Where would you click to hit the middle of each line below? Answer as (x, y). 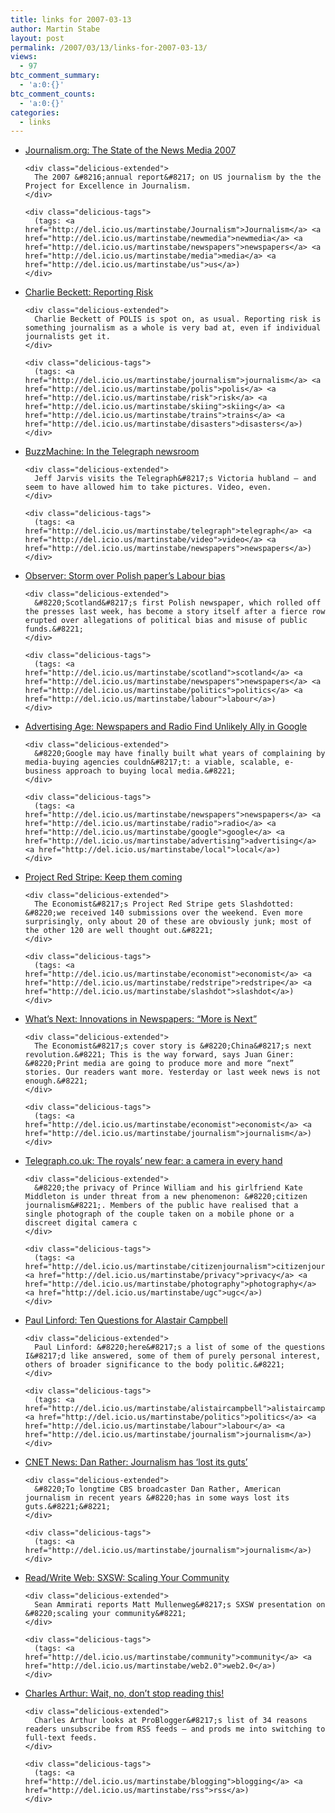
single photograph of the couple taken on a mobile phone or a (159, 1214)
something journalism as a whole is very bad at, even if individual (173, 328)
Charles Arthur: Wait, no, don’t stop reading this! (124, 1693)
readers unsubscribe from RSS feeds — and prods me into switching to (175, 1729)
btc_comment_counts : (53, 94)
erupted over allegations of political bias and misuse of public (166, 621)
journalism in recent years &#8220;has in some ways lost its (157, 1498)
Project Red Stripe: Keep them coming (103, 877)
